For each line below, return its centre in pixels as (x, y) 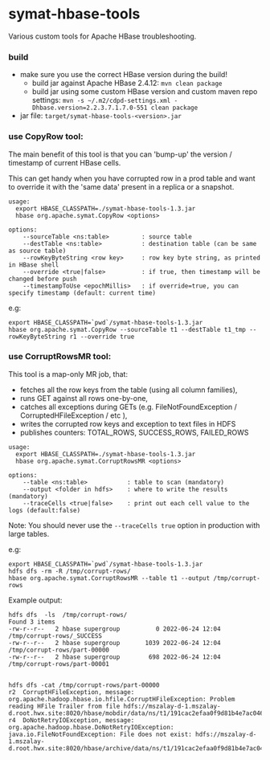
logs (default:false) (45, 510)
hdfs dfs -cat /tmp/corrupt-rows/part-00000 (84, 685)
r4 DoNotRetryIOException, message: (72, 720)
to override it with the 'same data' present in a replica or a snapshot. (121, 186)
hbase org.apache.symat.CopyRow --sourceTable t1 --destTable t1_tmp (127, 329)
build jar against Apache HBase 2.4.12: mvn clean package (127, 83)
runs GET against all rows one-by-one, (84, 398)
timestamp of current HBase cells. (65, 162)
